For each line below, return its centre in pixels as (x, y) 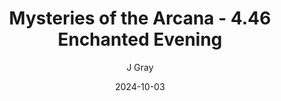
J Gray (140, 67)
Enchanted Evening (140, 39)
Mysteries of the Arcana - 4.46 (140, 18)
